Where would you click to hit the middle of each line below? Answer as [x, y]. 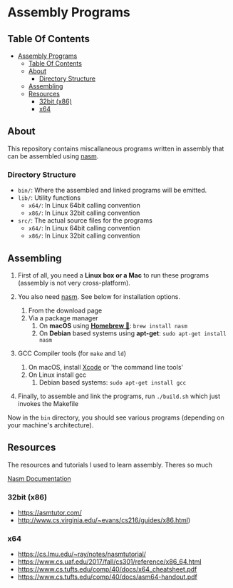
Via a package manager [63, 318]
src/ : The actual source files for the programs [85, 220]
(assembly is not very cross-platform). [74, 283]
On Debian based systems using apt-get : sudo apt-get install [133, 333]
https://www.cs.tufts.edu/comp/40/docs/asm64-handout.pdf [107, 577]
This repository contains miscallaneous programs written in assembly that [116, 148]
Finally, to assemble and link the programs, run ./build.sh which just [119, 396]
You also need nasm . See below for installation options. [99, 296]
